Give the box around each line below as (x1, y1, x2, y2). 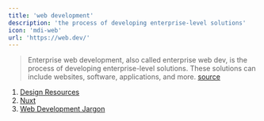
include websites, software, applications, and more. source (27, 72, 220, 81)
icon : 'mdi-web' (8, 26, 62, 34)
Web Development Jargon (19, 104, 105, 114)
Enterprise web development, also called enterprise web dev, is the (27, 55, 248, 65)
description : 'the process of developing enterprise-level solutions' (8, 19, 247, 27)
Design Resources (19, 88, 80, 97)
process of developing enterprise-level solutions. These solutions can (27, 64, 256, 74)
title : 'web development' (8, 11, 94, 20)
